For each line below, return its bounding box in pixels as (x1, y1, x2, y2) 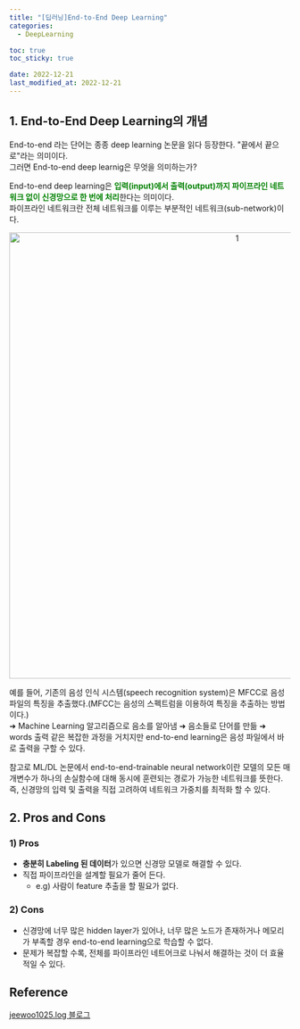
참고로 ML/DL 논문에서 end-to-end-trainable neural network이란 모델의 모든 (9, 761, 281, 772)
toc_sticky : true (9, 54, 74, 63)
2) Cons (9, 903, 45, 916)
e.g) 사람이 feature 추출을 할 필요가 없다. (35, 881, 179, 892)
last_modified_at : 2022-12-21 (9, 79, 122, 87)
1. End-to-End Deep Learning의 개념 (9, 113, 208, 129)
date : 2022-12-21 (9, 71, 74, 79)
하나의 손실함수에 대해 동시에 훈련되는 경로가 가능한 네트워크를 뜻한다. (39, 773, 284, 784)
